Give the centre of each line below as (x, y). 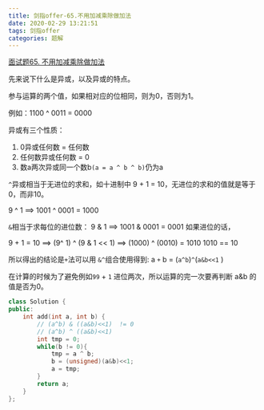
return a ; (53, 384)
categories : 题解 (36, 38)
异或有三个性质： (36, 130)
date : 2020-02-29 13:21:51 (53, 23)
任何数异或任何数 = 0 (54, 157)
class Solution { (37, 302)
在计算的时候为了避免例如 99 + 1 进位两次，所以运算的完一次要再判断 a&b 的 (132, 277)
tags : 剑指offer (34, 30)
